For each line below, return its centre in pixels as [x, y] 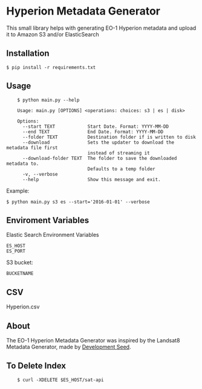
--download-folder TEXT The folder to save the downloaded [99, 158]
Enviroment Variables [48, 220]
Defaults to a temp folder [121, 169]
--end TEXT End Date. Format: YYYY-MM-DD [93, 131]
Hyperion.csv [23, 307]
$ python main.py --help [48, 100]
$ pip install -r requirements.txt [51, 67]
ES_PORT [16, 251]
